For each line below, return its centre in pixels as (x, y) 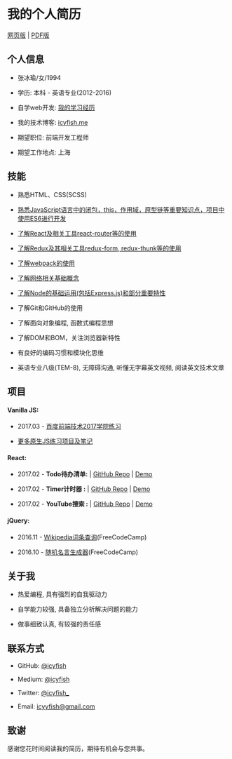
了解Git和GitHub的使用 (50, 308)
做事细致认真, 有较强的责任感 (59, 624)
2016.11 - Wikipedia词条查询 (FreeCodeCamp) (82, 537)
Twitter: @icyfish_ (43, 693)
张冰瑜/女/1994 (39, 77)
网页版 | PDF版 (28, 35)
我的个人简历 (45, 14)
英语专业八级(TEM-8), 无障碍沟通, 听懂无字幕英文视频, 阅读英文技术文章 (121, 367)
